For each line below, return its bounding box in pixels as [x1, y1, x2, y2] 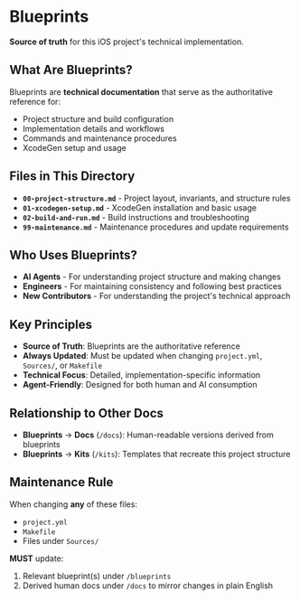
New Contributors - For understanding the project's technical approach [22, 291, 291, 302]
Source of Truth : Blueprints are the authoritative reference [22, 341, 241, 352]
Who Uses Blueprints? [9, 247, 137, 263]
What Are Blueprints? [9, 62, 133, 78]
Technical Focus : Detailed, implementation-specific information [22, 370, 261, 380]
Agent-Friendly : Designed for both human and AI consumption [22, 380, 258, 390]
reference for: [9, 96, 61, 107]
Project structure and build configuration [22, 113, 174, 124]
